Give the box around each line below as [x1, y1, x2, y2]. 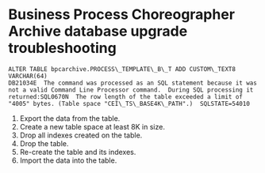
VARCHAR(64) [8, 72, 48, 80]
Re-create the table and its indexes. [19, 147, 136, 156]
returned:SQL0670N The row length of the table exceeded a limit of [8, 92, 244, 100]
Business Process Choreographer [8, 6, 236, 24]
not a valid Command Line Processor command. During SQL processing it [8, 85, 254, 94]
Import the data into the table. [19, 156, 117, 165]
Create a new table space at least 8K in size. [19, 122, 165, 131]
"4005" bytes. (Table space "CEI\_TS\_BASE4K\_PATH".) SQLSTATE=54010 [8, 100, 250, 107]
